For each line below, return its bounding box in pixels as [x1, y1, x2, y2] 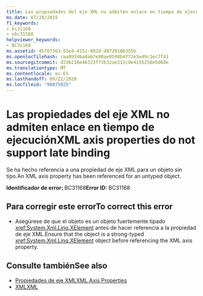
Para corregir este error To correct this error [6, 201, 173, 212]
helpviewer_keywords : [6, 37, 61, 43]
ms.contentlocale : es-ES [6, 71, 69, 77]
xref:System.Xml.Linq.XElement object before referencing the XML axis [14, 236, 193, 244]
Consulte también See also [6, 260, 108, 271]
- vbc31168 [6, 31, 34, 37]
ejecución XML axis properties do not [6, 133, 196, 147]
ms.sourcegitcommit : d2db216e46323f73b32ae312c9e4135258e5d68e [6, 59, 169, 65]
